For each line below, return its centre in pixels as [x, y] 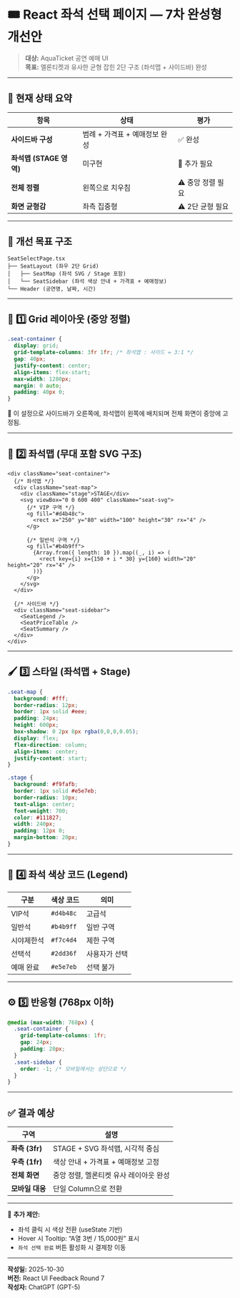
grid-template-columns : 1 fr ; [64, 1036]
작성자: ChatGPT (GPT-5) [44, 1287]
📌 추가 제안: [24, 1214]
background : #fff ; [41, 698]
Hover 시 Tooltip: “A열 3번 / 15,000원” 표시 [79, 1239]
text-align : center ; [44, 804]
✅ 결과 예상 [31, 1113]
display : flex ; [36, 738]
